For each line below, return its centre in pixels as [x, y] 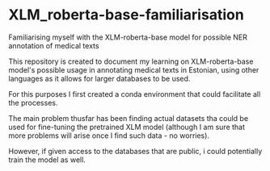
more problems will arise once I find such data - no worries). [109, 136]
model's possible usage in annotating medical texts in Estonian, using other [134, 69]
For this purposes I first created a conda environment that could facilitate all [135, 94]
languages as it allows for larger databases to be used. [99, 78]
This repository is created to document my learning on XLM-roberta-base [131, 61]
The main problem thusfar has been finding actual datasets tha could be [129, 118]
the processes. [33, 102]
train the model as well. [47, 160]
